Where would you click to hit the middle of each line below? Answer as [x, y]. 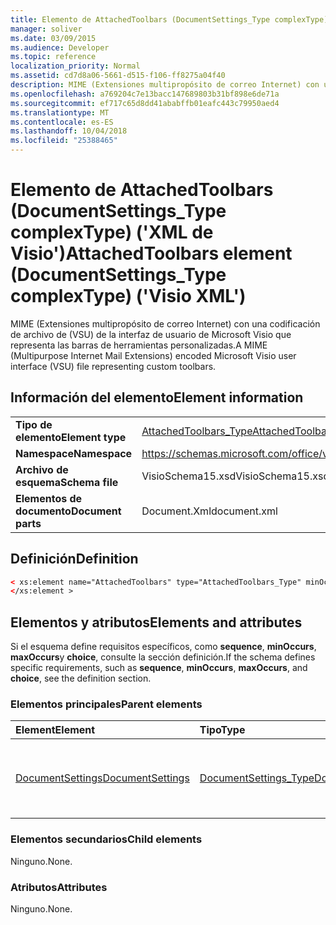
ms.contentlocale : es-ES [62, 122]
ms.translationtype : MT [60, 112]
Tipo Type [222, 730]
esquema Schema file [67, 482]
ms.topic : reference [53, 57]
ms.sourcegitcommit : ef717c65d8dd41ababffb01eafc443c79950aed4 [145, 103]
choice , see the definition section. [81, 678]
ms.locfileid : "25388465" [64, 141]
